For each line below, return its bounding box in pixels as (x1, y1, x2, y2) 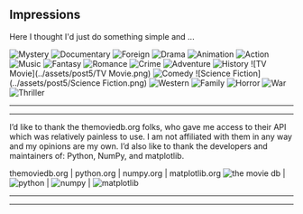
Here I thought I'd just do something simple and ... (9, 31, 196, 42)
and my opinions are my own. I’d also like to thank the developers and (9, 140, 268, 152)
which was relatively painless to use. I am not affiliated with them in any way (9, 131, 293, 142)
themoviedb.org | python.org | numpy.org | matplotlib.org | (9, 167, 286, 179)
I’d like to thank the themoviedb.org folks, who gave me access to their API (9, 121, 287, 132)
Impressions (9, 7, 81, 23)
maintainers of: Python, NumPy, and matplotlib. (9, 150, 185, 161)
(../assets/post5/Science (9, 77, 101, 88)
